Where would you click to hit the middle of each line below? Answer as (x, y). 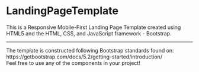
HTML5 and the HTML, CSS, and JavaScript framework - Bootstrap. (89, 33)
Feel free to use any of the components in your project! (73, 63)
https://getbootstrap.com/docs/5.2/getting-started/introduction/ (84, 57)
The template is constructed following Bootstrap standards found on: (90, 50)
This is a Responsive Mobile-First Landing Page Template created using (94, 27)
